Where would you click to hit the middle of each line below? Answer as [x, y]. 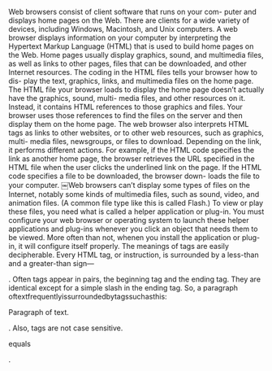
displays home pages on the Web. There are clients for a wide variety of [129, 20]
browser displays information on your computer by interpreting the [120, 37]
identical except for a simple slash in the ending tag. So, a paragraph [123, 288]
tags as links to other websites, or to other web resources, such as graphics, [136, 133]
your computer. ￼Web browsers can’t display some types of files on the [129, 185]
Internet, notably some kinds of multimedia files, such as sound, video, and [134, 194]
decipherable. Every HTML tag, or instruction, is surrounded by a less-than [134, 255]
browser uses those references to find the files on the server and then [126, 116]
